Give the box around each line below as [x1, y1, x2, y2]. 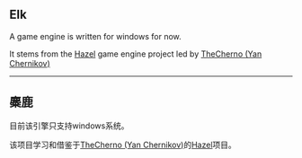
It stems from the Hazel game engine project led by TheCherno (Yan [9, 48, 262, 59]
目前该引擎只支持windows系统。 [9, 120, 129, 131]
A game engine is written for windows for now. [9, 31, 182, 41]
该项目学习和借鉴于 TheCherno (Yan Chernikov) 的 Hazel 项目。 [9, 139, 236, 150]
